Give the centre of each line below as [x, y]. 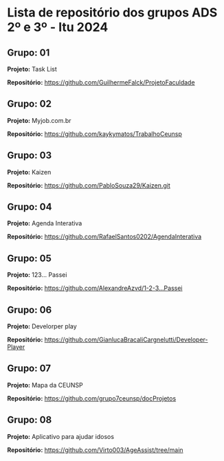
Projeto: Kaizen [29, 172]
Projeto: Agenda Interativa [45, 223]
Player [16, 347]
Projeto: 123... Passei [37, 275]
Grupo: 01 [29, 53]
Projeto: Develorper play [42, 326]
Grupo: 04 [30, 207]
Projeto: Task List [32, 69]
